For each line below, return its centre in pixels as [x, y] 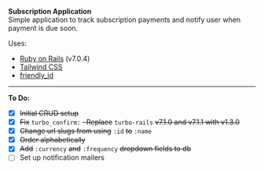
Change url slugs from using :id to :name [85, 131]
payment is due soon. [43, 28]
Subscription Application [50, 11]
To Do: [19, 98]
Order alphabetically [52, 140]
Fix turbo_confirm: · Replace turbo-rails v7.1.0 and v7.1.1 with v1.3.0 [130, 122]
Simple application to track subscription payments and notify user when [125, 20]
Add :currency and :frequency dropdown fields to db [105, 149]
